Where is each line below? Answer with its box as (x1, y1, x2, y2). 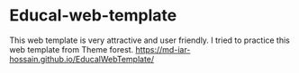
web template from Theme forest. (9, 44, 134, 54)
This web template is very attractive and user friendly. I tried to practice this (9, 35, 291, 45)
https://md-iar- (135, 44, 191, 54)
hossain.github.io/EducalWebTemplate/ (9, 53, 155, 64)
